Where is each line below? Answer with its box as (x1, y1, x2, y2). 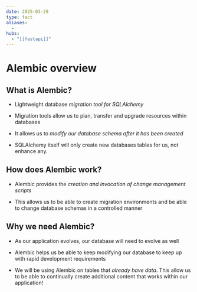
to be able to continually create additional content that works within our (14, 272, 188, 280)
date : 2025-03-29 (6, 8, 49, 15)
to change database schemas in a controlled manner (14, 205, 143, 212)
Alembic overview (6, 61, 97, 75)
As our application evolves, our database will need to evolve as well (14, 237, 179, 244)
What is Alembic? (6, 85, 73, 95)
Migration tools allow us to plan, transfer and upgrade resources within (14, 112, 187, 119)
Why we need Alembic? (6, 222, 95, 232)
